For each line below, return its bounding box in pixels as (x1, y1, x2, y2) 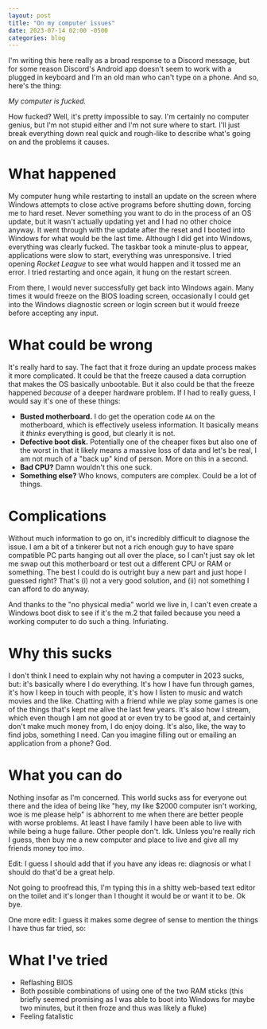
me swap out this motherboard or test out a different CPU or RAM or (8, 559, 232, 569)
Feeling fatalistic (19, 1011, 74, 1021)
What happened (8, 165, 117, 183)
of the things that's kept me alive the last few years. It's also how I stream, (8, 705, 251, 714)
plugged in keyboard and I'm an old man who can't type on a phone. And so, (8, 72, 259, 82)
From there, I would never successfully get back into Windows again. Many (8, 283, 254, 293)
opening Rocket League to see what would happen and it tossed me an (8, 259, 241, 269)
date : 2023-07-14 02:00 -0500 (8, 26, 109, 34)
